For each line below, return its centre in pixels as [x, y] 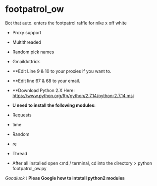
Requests [22, 115]
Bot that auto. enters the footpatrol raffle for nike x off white [66, 23]
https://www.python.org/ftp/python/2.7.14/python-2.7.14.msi [73, 95]
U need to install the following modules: [54, 105]
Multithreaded [26, 42]
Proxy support [27, 32]
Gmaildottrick [26, 61]
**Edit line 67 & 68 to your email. [46, 81]
